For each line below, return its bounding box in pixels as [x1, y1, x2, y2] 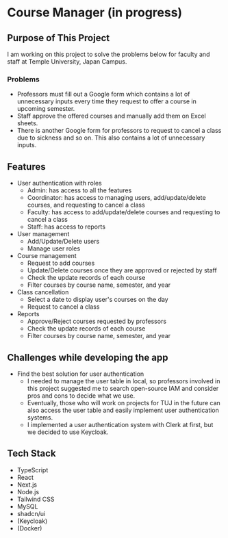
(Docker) [16, 524, 42, 532]
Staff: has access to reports [27, 222, 106, 231]
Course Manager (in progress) [7, 5, 183, 21]
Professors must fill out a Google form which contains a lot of [16, 90, 190, 99]
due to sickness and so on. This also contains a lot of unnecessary [16, 133, 205, 142]
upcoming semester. [16, 105, 75, 113]
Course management [16, 252, 77, 260]
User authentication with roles [16, 179, 102, 188]
